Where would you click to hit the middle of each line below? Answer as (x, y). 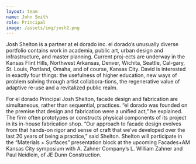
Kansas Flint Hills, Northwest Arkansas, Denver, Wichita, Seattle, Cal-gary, (96, 63)
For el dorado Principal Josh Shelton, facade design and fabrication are (92, 99)
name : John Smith (27, 17)
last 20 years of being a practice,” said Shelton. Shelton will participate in (94, 136)
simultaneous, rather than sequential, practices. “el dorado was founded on (97, 105)
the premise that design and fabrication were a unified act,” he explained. (94, 111)
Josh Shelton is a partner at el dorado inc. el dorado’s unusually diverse (92, 44)
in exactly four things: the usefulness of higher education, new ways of (92, 75)
